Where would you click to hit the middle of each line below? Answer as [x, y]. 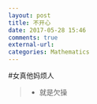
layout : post [30, 15]
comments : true [33, 37]
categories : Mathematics [49, 52]
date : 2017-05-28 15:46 [47, 30]
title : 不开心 [30, 23]
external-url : [32, 45]
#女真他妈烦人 [31, 75]
